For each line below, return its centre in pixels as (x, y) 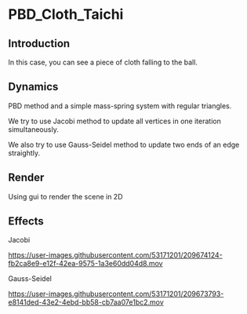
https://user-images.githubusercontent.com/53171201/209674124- (116, 255)
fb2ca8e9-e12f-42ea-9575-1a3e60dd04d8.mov (85, 264)
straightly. (24, 153)
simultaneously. (33, 129)
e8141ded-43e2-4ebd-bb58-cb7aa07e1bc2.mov (86, 302)
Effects (26, 221)
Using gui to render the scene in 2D (65, 196)
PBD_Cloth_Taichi (66, 15)
